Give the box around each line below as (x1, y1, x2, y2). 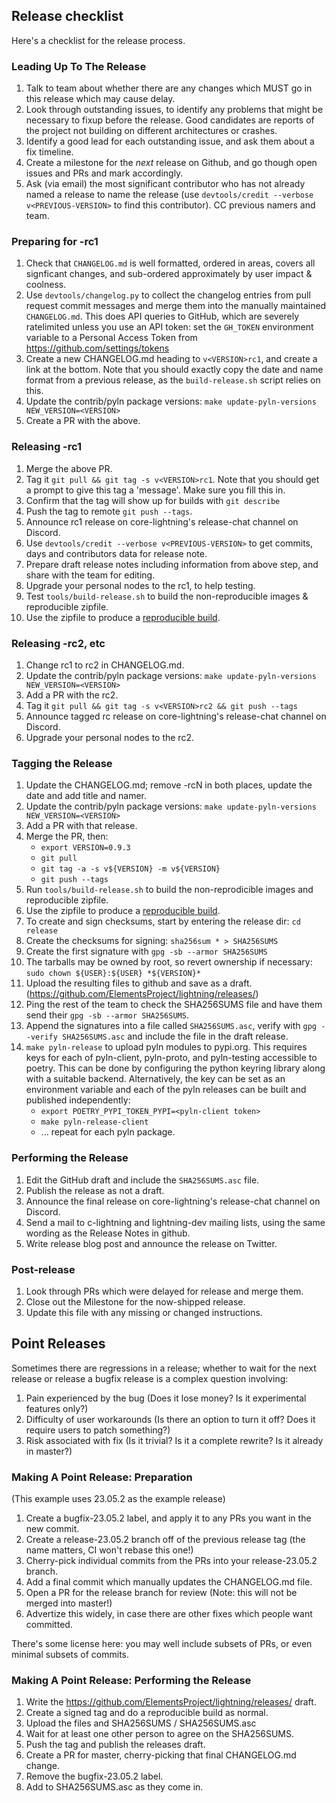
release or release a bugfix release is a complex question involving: (11, 1372, 289, 1384)
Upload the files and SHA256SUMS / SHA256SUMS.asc (25, 1717, 257, 1729)
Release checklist (11, 8, 124, 25)
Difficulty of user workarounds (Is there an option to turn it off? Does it (25, 1413, 316, 1425)
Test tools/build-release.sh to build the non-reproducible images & (25, 590, 309, 602)
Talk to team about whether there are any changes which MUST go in (25, 82, 313, 94)
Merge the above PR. (25, 462, 113, 474)
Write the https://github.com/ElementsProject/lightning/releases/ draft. (25, 1696, 317, 1708)
